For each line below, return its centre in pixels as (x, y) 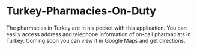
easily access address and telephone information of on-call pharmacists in (98, 34)
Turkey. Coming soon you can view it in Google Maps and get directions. (96, 40)
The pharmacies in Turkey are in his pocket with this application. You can (97, 28)
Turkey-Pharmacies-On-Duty (81, 11)
